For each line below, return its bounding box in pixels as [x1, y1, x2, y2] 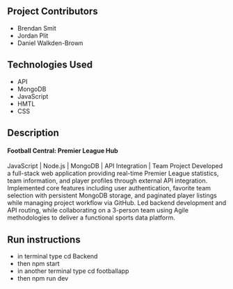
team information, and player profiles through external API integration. [7, 176, 208, 185]
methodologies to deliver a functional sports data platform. [7, 213, 176, 222]
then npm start [17, 260, 61, 268]
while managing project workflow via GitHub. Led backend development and [7, 199, 227, 207]
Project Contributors [7, 6, 99, 17]
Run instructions [7, 233, 81, 245]
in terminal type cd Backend [17, 252, 98, 261]
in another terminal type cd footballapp [17, 267, 129, 275]
